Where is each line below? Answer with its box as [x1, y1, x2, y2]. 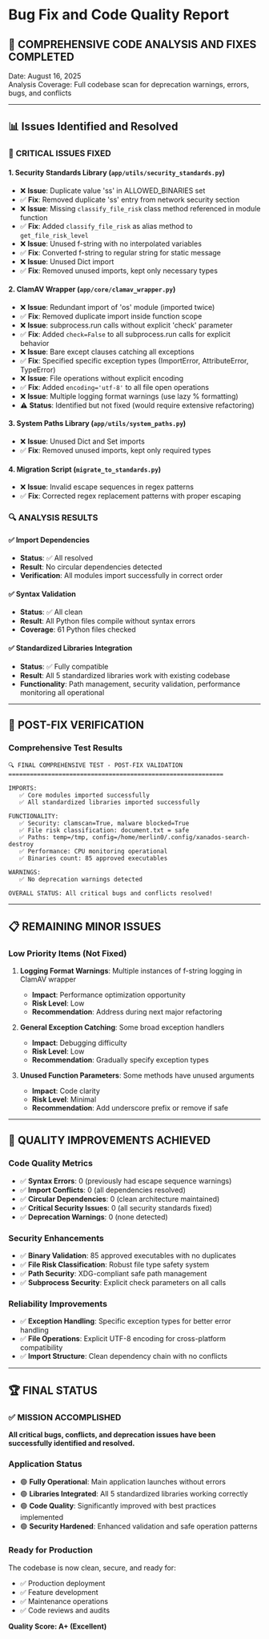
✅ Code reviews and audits [19, 1605, 110, 1615]
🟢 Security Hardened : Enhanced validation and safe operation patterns [19, 1521, 258, 1531]
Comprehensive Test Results [8, 742, 122, 753]
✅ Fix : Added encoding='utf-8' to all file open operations [19, 382, 210, 392]
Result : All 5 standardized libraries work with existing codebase [19, 670, 231, 680]
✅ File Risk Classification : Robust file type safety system [19, 1259, 210, 1270]
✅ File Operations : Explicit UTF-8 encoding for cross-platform [19, 1334, 227, 1344]
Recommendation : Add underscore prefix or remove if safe [31, 1103, 229, 1113]
